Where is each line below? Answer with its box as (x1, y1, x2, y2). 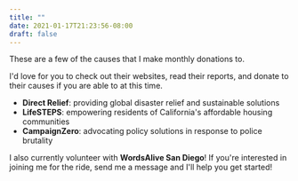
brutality (21, 135, 53, 146)
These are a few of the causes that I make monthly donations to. (9, 54, 245, 65)
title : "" (9, 12, 46, 22)
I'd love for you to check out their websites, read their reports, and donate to (9, 71, 289, 82)
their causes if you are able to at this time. (9, 81, 163, 91)
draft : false (9, 29, 58, 38)
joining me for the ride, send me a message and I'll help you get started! (9, 161, 273, 173)
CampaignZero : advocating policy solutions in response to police (21, 126, 262, 137)
